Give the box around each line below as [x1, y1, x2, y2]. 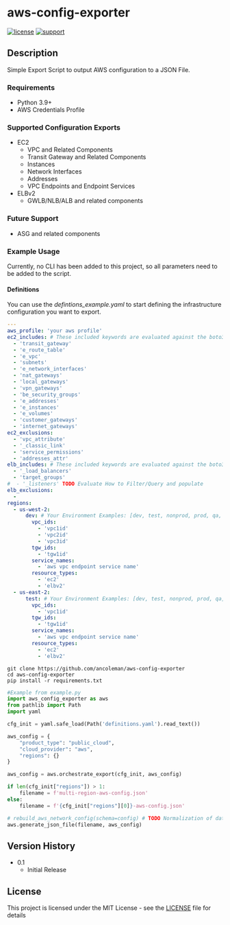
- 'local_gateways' [13, 379, 69, 386]
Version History [7, 840, 75, 852]
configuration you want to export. [7, 307, 101, 316]
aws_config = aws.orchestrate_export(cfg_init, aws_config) [7, 771, 183, 778]
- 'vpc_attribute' [13, 436, 66, 443]
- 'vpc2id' [37, 532, 69, 539]
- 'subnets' [13, 359, 48, 366]
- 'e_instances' [13, 403, 60, 411]
